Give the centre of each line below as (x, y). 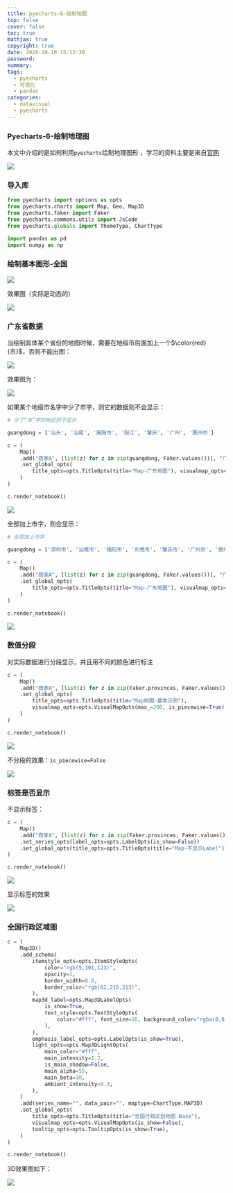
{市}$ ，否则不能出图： (39, 352)
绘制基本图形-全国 (37, 264)
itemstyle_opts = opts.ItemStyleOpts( (85, 962)
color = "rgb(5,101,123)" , (80, 968)
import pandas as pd (37, 238)
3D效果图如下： (29, 1169)
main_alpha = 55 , (66, 1071)
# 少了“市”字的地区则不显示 (42, 420)
